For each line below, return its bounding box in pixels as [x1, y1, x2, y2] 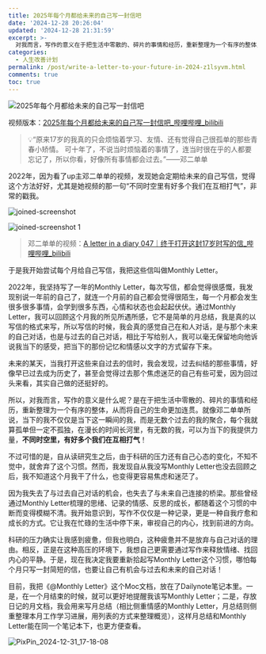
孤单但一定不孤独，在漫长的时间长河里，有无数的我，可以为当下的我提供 [14, 425, 251, 434]
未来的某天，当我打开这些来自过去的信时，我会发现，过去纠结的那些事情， [8, 358, 251, 368]
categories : [8, 48, 47, 56]
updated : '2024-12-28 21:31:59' [8, 26, 115, 34]
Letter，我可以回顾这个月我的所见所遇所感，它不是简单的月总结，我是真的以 [8, 312, 256, 321]
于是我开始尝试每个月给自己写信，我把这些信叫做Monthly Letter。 [8, 265, 222, 274]
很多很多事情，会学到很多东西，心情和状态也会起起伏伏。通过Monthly [8, 302, 236, 312]
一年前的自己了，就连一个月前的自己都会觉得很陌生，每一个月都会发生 [28, 292, 258, 301]
